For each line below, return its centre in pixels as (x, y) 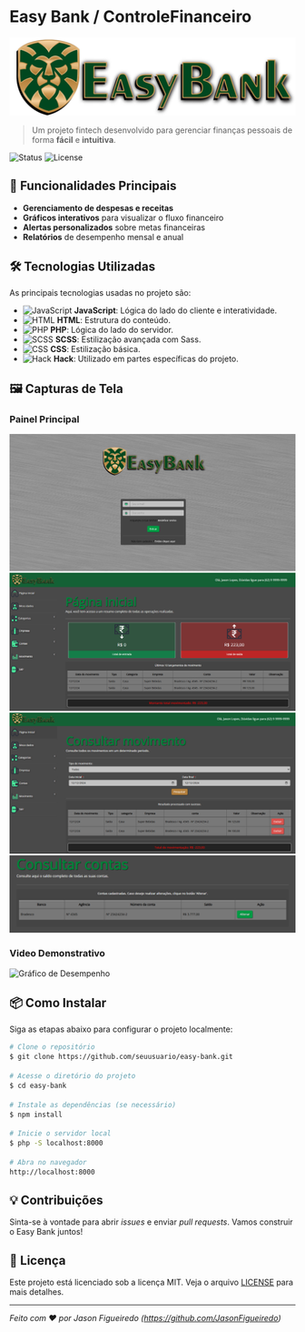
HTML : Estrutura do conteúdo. (113, 320)
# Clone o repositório (52, 1047)
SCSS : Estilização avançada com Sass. (128, 339)
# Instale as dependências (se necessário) (93, 1105)
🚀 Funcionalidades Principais (93, 186)
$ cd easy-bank (38, 1085)
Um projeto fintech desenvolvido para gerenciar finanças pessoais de (162, 130)
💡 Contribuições (56, 1201)
